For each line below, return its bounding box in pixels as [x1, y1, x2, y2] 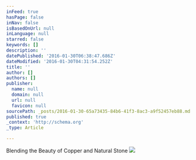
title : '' [6, 64, 31, 70]
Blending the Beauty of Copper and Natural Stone [6, 147, 128, 154]
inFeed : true [6, 8, 39, 15]
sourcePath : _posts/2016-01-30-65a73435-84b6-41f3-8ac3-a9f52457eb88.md [6, 108, 191, 114]
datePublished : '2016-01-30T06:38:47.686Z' [6, 53, 116, 59]
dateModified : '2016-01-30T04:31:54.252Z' [6, 58, 113, 64]
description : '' [6, 48, 46, 54]
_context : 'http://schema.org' [6, 120, 84, 126]
